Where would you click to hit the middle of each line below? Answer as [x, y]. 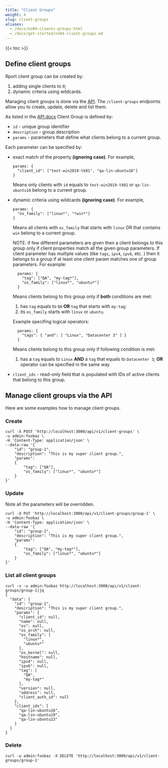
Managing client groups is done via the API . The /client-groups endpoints [83, 101]
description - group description [46, 132]
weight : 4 [16, 15]
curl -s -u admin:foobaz [31, 586]
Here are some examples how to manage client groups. [63, 408]
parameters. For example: [40, 264]
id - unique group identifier [41, 126]
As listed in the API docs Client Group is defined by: [59, 116]
